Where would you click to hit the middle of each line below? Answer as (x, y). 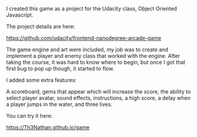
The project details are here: (41, 27)
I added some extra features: (42, 80)
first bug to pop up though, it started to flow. (60, 68)
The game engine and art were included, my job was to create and (87, 49)
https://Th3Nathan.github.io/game (48, 127)
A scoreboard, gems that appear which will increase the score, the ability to (99, 91)
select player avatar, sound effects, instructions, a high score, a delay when (99, 98)
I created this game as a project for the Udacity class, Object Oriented (92, 9)
